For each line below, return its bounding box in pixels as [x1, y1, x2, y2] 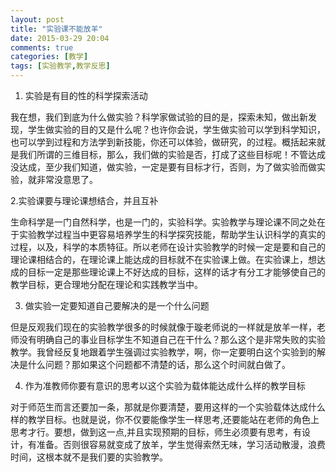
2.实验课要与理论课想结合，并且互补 [10, 195, 159, 206]
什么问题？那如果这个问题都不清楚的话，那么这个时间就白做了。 [27, 359, 291, 370]
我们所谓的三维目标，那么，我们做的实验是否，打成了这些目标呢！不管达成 [18, 149, 326, 160]
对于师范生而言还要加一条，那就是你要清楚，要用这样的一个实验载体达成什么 [10, 401, 326, 413]
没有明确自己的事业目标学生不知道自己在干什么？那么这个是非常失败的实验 [18, 334, 326, 345]
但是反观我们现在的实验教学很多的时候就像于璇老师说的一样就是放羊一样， [10, 321, 317, 333]
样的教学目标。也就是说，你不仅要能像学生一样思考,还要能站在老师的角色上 [10, 414, 320, 425]
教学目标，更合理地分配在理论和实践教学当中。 [10, 279, 203, 290]
